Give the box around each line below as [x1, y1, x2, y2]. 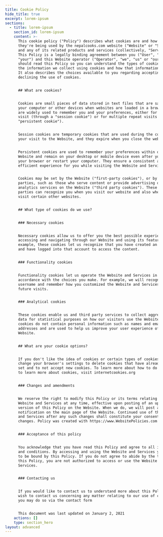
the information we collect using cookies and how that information [17, 66, 160, 71]
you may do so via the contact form [17, 498, 92, 503]
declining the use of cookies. [17, 75, 81, 80]
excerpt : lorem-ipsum [5, 16, 49, 21]
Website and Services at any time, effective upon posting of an [17, 400, 153, 406]
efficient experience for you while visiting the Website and [17, 163, 147, 168]
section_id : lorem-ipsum [14, 30, 64, 35]
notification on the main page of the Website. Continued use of [17, 410, 153, 415]
